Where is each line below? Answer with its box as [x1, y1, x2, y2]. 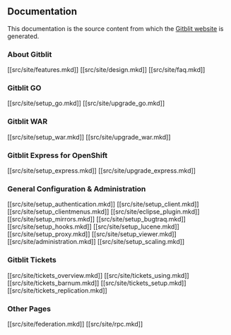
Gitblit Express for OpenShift [7, 150, 108, 160]
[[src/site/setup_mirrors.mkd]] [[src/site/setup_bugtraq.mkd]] [7, 215, 186, 224]
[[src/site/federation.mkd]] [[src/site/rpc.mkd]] [7, 319, 143, 328]
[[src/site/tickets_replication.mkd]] [7, 286, 107, 295]
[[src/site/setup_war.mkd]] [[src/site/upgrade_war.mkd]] [7, 133, 171, 141]
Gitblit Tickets [7, 255, 57, 265]
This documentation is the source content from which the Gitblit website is [7, 24, 224, 32]
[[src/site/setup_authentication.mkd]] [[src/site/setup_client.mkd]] [7, 200, 199, 209]
